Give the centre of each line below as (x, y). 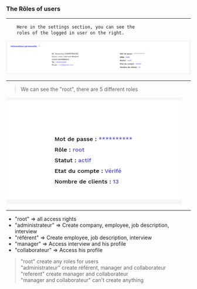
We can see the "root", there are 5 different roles (79, 89)
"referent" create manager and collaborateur (74, 274)
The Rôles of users (33, 9)
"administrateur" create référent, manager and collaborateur (93, 268)
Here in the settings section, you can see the (76, 27)
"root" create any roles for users (59, 261)
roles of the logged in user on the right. (71, 33)
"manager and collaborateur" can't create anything (82, 280)
